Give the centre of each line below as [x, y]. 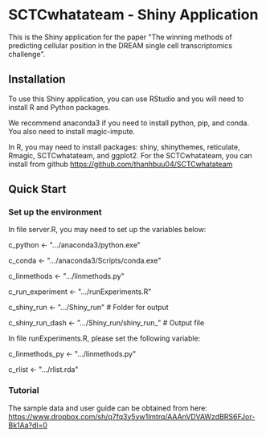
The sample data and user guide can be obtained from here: [108, 408]
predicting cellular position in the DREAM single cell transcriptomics [121, 45]
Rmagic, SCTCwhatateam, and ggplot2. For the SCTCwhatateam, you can [131, 155]
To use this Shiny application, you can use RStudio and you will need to [126, 99]
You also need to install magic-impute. [72, 131]
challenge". [27, 54]
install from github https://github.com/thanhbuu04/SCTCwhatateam [121, 164]
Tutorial [24, 390]
